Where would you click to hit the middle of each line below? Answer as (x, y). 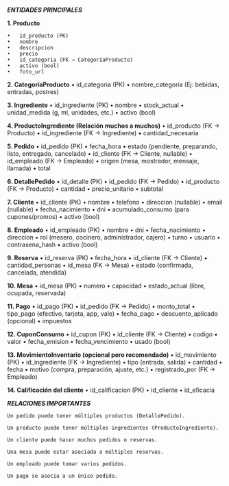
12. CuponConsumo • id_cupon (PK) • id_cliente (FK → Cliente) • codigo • (112, 334)
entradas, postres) (33, 92)
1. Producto (23, 23)
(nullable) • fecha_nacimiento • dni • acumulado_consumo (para (98, 209)
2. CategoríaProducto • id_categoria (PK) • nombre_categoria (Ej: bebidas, (113, 84)
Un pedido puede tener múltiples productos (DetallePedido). (96, 416)
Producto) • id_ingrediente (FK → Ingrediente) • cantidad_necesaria (103, 133)
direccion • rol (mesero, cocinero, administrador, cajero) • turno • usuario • (114, 237)
